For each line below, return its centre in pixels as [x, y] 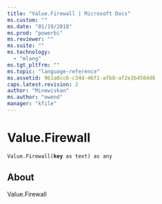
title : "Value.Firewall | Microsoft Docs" [69, 13]
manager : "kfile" [32, 104]
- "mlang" [27, 59]
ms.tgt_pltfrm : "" [33, 65]
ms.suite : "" [26, 46]
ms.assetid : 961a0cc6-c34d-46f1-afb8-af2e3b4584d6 [81, 78]
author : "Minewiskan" [38, 91]
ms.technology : [29, 53]
